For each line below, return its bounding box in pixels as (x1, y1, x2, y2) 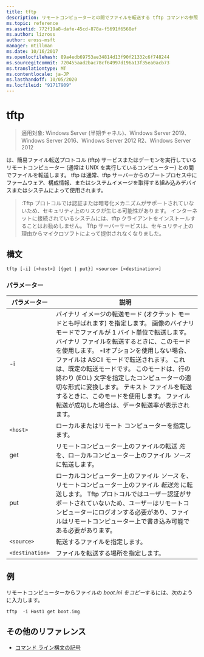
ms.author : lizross (6, 32, 56, 38)
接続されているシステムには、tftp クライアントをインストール (37, 214, 191, 222)
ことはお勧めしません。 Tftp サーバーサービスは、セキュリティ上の (26, 222, 194, 230)
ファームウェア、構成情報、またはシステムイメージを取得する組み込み (6, 179, 181, 186)
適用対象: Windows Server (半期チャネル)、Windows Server (21, 129, 171, 137)
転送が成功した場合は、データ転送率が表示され (55, 401, 190, 410)
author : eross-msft (6, 37, 56, 43)
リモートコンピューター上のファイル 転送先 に (55, 481, 187, 489)
